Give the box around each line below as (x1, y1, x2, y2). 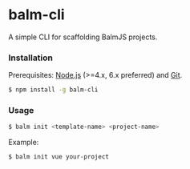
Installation (8, 52, 54, 63)
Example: (8, 138, 39, 147)
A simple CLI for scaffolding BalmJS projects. (8, 32, 158, 42)
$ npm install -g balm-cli (8, 86, 99, 94)
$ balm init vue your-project (8, 153, 110, 161)
